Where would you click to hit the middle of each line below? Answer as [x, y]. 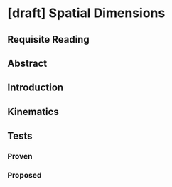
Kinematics [33, 112]
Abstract [27, 63]
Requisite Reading [49, 39]
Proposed [25, 175]
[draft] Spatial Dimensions [86, 13]
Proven [20, 156]
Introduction [36, 88]
